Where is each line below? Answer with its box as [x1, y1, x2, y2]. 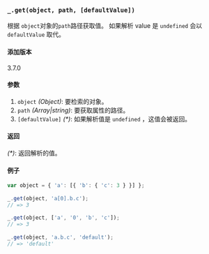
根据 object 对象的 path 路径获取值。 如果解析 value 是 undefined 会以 [7, 22, 203, 30]
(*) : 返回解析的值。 [7, 149, 61, 157]
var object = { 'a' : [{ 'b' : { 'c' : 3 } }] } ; [7, 182, 145, 189]
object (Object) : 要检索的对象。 [17, 97, 108, 105]
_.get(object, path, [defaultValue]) [7, 6, 136, 14]
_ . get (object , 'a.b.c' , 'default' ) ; [7, 234, 114, 241]
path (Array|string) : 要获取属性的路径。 [17, 106, 130, 114]
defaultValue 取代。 [7, 30, 65, 39]
